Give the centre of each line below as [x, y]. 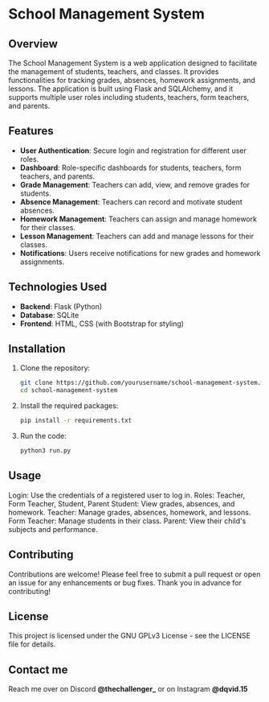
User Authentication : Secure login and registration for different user [133, 151]
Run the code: [43, 436]
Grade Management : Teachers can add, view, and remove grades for [135, 184]
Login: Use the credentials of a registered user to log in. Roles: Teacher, [127, 495]
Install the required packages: [69, 406]
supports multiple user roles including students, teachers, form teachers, [129, 97]
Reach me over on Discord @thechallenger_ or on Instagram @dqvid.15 [128, 689]
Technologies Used [57, 287]
